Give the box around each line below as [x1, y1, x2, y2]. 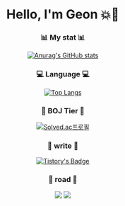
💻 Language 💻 [35, 69, 90, 79]
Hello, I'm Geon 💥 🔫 [6, 6, 119, 23]
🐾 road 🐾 [48, 175, 78, 185]
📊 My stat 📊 [40, 33, 85, 42]
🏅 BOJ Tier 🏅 [41, 105, 85, 115]
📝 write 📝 [47, 141, 78, 151]
